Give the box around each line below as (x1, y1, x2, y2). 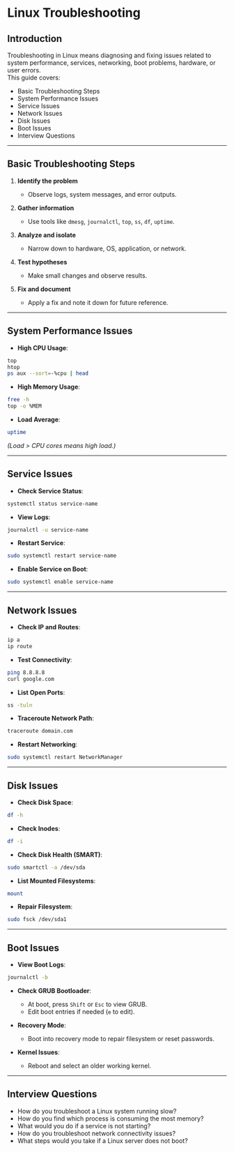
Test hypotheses (17, 257, 68, 266)
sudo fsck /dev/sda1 (7, 916, 68, 923)
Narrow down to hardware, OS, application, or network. (27, 244, 187, 253)
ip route (7, 643, 33, 650)
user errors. (7, 66, 41, 74)
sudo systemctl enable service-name (7, 578, 114, 585)
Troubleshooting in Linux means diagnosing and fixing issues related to (7, 51, 212, 59)
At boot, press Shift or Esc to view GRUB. (27, 1000, 148, 1008)
